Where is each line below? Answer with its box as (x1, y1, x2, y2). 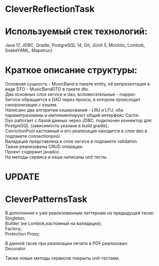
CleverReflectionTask (5, 3, 95, 15)
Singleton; (5, 215, 26, 221)
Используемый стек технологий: (5, 26, 148, 37)
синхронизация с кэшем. (5, 102, 58, 108)
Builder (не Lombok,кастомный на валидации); (5, 220, 102, 227)
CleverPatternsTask (5, 194, 87, 205)
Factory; (5, 226, 22, 232)
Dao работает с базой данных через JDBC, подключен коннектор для (5, 118, 152, 123)
